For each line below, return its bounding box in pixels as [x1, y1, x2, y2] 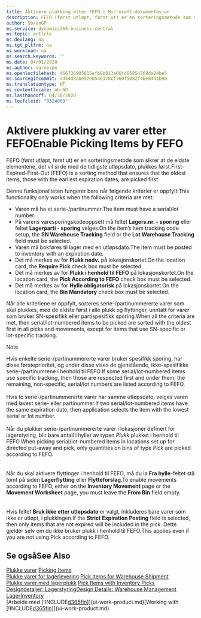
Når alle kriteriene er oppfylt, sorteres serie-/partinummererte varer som [6, 299, 184, 307]
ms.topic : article [6, 31, 52, 37]
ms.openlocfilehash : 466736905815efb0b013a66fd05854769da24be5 [6, 70, 167, 76]
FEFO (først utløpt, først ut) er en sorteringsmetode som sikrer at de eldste [6, 157, 190, 164]
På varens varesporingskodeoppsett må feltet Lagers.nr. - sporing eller [14, 218, 191, 225]
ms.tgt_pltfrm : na [6, 43, 52, 49]
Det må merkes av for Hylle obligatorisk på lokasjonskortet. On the [14, 281, 179, 289]
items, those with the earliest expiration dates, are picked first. [6, 175, 160, 183]
